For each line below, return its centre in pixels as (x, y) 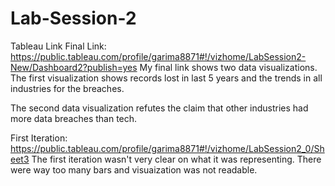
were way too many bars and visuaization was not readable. (134, 169)
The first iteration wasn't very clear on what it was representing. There (176, 159)
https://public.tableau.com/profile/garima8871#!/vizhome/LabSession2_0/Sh (167, 148)
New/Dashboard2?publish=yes (74, 67)
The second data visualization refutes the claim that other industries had (159, 108)
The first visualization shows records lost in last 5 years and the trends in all (166, 78)
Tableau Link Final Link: (58, 46)
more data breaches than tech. (74, 118)
